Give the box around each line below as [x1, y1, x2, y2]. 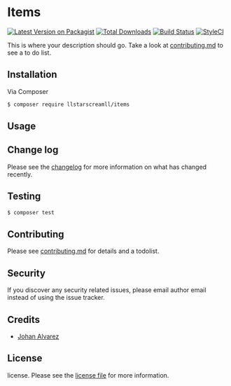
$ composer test [7, 209, 55, 216]
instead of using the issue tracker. [7, 294, 105, 302]
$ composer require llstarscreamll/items [7, 101, 130, 108]
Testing [7, 191, 41, 202]
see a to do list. [7, 48, 51, 57]
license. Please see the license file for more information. [7, 371, 169, 379]
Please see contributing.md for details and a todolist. [7, 247, 160, 256]
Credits [7, 313, 41, 326]
